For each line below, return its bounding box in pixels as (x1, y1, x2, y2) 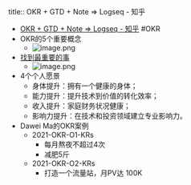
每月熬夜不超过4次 (43, 139, 106, 149)
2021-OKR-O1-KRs (31, 131, 94, 139)
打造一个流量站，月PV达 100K (43, 168, 143, 178)
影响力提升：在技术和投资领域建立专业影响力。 (31, 111, 187, 120)
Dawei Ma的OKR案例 (19, 121, 90, 131)
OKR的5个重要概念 (19, 34, 82, 43)
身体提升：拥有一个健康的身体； (31, 81, 138, 90)
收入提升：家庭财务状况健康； (31, 101, 131, 111)
